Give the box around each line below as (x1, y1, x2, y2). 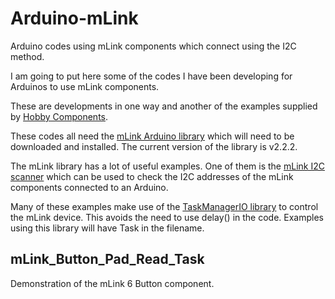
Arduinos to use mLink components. (10, 80, 160, 92)
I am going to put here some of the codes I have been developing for (10, 70, 293, 82)
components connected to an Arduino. (10, 181, 169, 193)
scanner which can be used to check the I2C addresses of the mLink (10, 170, 294, 182)
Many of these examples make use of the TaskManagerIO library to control (10, 200, 319, 212)
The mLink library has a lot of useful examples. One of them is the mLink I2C (10, 160, 325, 172)
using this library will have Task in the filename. (10, 222, 205, 234)
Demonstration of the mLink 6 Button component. (10, 277, 215, 289)
